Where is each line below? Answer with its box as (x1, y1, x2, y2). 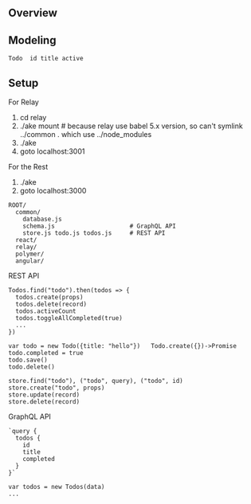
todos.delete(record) (15, 300, 88, 309)
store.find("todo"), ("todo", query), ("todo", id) (8, 377, 183, 385)
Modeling (8, 33, 57, 47)
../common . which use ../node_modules (19, 130, 152, 139)
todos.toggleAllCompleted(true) (15, 315, 124, 322)
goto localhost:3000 (19, 186, 87, 196)
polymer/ (15, 250, 45, 258)
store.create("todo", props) (8, 384, 105, 393)
